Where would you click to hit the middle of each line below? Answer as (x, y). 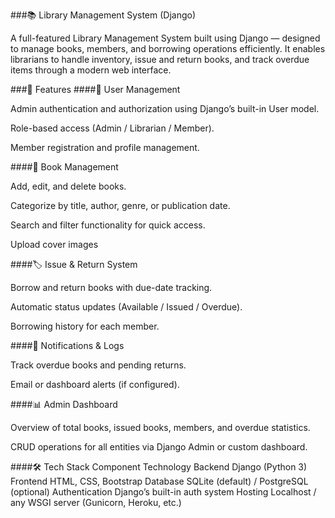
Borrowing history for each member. (85, 326)
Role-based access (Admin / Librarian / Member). (112, 128)
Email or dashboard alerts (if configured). (95, 384)
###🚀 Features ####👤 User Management (95, 89)
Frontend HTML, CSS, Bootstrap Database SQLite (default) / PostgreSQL (159, 481)
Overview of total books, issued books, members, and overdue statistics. (160, 427)
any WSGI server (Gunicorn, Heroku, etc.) (96, 502)
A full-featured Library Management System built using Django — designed (165, 38)
